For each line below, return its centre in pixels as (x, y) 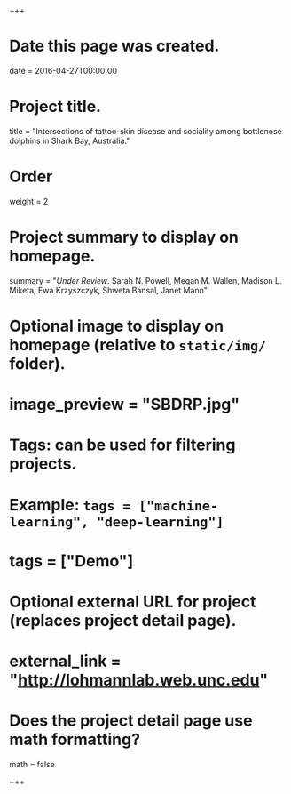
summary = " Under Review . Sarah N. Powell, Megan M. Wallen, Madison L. (145, 280)
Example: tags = (70, 505)
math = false (32, 764)
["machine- (179, 505)
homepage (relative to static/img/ (138, 345)
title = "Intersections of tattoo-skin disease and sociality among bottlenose (145, 131)
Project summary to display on (124, 237)
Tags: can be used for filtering (122, 445)
